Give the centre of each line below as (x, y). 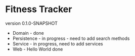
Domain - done (28, 33)
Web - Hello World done (38, 49)
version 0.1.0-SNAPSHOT (32, 23)
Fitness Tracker (39, 9)
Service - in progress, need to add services (58, 43)
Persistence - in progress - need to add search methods (71, 38)
